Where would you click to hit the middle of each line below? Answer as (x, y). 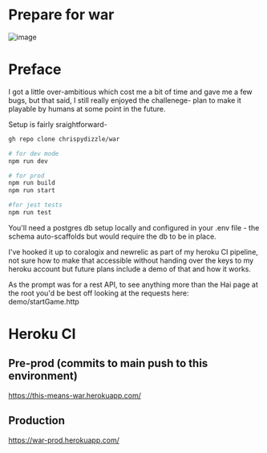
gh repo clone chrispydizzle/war (64, 139)
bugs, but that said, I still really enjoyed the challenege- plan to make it (125, 100)
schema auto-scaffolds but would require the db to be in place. (112, 236)
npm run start (32, 190)
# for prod (26, 175)
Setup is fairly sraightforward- (58, 124)
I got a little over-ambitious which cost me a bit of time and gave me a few (130, 92)
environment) (43, 376)
